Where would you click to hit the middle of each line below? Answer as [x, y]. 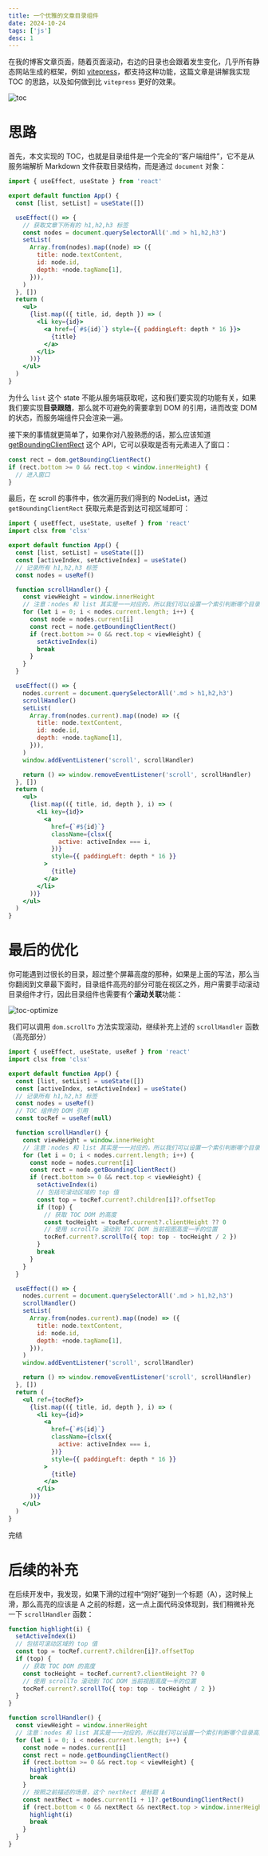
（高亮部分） [29, 1037]
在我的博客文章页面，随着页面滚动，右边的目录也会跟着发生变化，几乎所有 [130, 62]
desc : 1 [21, 38]
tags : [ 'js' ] [30, 30]
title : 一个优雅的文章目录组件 [53, 16]
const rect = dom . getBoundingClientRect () [80, 460]
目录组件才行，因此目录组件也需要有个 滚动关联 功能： [96, 994]
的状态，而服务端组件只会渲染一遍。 [68, 418]
